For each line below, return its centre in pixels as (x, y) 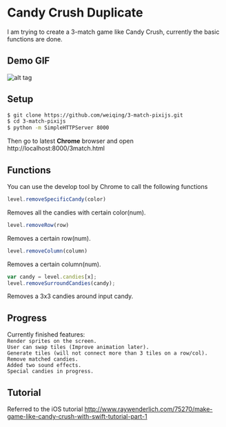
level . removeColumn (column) (48, 251)
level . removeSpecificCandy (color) (57, 199)
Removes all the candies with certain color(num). (76, 212)
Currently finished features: (46, 335)
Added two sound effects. (44, 366)
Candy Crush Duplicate (75, 13)
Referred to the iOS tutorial (45, 409)
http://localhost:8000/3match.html (56, 148)
